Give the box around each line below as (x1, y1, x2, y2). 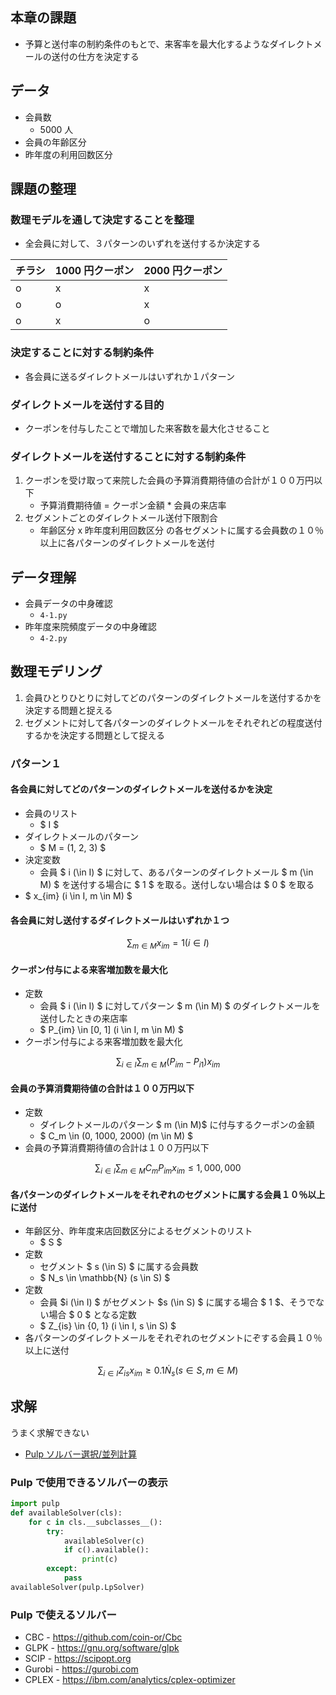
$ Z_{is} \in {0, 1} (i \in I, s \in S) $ (39, 1320, 177, 1332)
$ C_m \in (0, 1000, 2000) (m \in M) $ (39, 1130, 194, 1142)
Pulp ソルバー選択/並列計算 (24, 1448, 137, 1460)
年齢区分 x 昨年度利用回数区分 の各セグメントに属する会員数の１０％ (39, 524, 325, 537)
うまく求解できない (10, 1426, 90, 1438)
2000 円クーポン (143, 264, 223, 278)
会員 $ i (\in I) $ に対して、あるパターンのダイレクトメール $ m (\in (39, 866, 314, 878)
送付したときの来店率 (39, 1013, 128, 1025)
